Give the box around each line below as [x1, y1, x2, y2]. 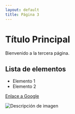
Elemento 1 [12, 78, 35, 84]
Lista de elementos [5, 65, 66, 73]
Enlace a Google [5, 93, 39, 99]
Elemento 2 [12, 83, 36, 89]
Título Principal [5, 34, 70, 45]
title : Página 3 [5, 12, 39, 17]
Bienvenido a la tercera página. [5, 50, 69, 56]
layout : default [5, 7, 39, 13]
